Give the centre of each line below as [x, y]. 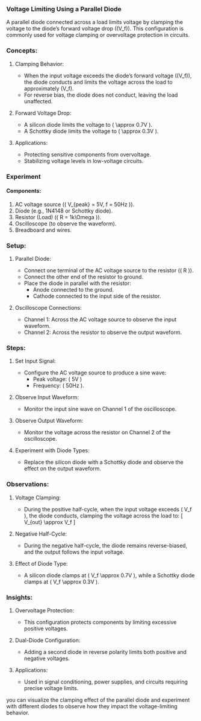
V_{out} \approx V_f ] [50, 522]
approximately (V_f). [49, 88]
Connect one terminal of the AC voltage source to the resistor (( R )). [109, 271]
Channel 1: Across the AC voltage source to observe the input [100, 319]
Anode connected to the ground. [73, 290]
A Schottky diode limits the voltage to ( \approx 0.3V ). [91, 131]
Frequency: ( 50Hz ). [58, 386]
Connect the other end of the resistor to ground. [83, 277]
